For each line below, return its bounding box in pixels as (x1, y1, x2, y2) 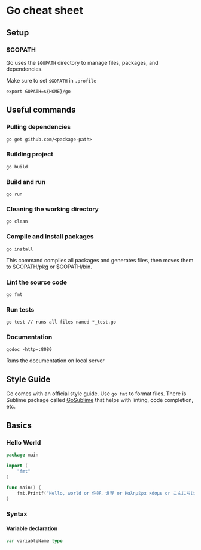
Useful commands (6, 105, 76, 115)
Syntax (6, 510, 28, 518)
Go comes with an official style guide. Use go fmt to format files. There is (6, 390, 187, 397)
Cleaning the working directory (6, 205, 99, 213)
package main (6, 452, 39, 458)
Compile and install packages (6, 232, 94, 241)
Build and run (6, 177, 46, 186)
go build (6, 164, 28, 170)
